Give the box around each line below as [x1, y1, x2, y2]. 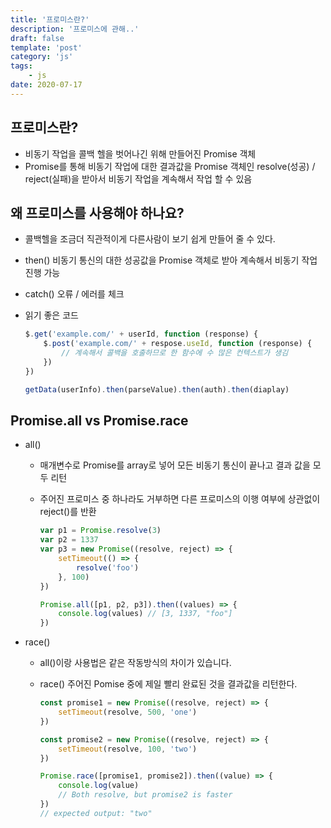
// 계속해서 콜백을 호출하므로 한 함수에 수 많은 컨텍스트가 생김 [61, 348, 289, 358]
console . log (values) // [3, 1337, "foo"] [58, 609, 233, 619]
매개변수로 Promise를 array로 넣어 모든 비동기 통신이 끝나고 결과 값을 [39, 459, 311, 471]
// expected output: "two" [39, 808, 153, 818]
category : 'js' [10, 52, 74, 62]
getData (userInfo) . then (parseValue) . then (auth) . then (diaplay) [24, 384, 290, 395]
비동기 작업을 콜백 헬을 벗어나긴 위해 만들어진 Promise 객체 [24, 147, 257, 160]
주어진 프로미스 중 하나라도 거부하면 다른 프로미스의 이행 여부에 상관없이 [39, 493, 321, 505]
